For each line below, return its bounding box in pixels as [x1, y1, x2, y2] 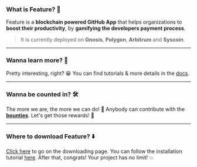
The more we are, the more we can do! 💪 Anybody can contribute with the [6, 105, 185, 113]
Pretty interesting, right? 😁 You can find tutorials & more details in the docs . [6, 70, 189, 77]
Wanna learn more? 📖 [6, 56, 69, 64]
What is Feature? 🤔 [6, 5, 61, 13]
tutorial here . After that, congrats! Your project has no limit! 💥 [6, 154, 154, 161]
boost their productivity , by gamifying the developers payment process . [6, 25, 186, 32]
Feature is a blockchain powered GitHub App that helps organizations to [6, 19, 182, 26]
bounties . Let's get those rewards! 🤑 [6, 111, 95, 119]
